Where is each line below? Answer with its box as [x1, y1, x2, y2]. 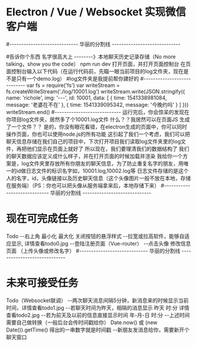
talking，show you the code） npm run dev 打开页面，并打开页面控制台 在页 [6, 60, 191, 68]
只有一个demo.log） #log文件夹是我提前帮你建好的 [16, 75, 139, 82]
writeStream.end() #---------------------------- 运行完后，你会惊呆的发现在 [6, 108, 190, 115]
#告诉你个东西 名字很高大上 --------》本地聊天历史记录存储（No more [6, 53, 176, 60]
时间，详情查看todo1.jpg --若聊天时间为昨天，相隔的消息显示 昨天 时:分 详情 [6, 304, 190, 311]
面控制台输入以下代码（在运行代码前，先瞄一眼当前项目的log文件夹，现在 [6, 68, 184, 75]
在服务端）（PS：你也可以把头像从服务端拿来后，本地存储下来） [6, 182, 160, 189]
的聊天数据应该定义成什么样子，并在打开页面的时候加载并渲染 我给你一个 [6, 152, 183, 159]
